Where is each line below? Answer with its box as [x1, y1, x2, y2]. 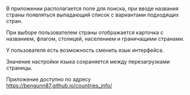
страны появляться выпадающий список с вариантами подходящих [6, 11, 179, 18]
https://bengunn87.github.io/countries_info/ [6, 82, 112, 89]
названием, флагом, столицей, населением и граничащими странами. [6, 35, 185, 42]
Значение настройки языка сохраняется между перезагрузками [6, 58, 170, 65]
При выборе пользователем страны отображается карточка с [6, 29, 164, 36]
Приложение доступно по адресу [6, 76, 91, 83]
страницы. [6, 64, 33, 71]
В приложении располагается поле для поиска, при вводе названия [6, 5, 179, 12]
